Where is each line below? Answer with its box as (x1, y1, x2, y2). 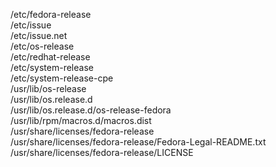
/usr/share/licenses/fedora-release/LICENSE (10, 147, 194, 158)
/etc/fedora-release (10, 9, 92, 20)
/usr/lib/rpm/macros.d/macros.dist (10, 115, 152, 126)
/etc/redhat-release (10, 51, 91, 63)
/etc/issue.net (10, 30, 68, 41)
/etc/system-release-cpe (10, 72, 114, 84)
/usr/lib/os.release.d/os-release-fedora (10, 104, 172, 116)
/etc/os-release (10, 40, 75, 52)
